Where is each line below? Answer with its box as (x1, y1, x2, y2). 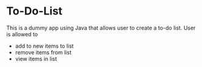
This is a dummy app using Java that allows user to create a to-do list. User (6, 24, 196, 31)
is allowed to (6, 30, 38, 37)
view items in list (15, 55, 57, 62)
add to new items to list (15, 42, 74, 49)
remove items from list (15, 48, 72, 56)
